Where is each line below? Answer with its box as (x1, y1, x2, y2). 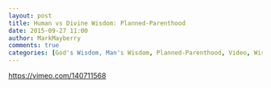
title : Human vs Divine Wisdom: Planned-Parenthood (8, 19, 186, 27)
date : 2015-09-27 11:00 (8, 26, 89, 34)
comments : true (8, 42, 60, 50)
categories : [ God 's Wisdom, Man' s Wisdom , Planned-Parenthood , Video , (8, 49, 251, 57)
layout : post (8, 11, 52, 20)
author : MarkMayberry (8, 34, 81, 42)
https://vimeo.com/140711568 (8, 71, 106, 80)
